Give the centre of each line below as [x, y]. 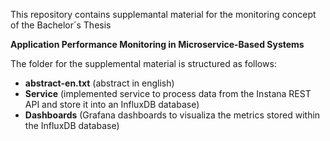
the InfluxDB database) [72, 125]
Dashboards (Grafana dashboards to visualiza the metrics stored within [172, 115]
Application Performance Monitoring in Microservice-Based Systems [157, 44]
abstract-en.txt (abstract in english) [99, 83]
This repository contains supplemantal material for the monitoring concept [163, 14]
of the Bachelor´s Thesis [61, 25]
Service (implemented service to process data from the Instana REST [168, 93]
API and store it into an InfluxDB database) [112, 104]
